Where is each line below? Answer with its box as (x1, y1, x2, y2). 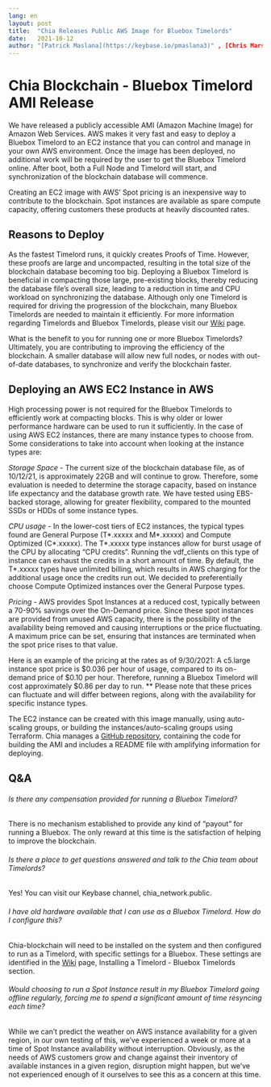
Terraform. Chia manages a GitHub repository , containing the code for (8, 731, 242, 741)
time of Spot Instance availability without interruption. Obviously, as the (8, 1043, 245, 1053)
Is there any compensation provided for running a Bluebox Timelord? (8, 794, 238, 804)
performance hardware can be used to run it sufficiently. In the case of (8, 421, 244, 431)
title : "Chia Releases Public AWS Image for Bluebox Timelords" (8, 27, 232, 35)
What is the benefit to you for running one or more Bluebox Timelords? (8, 333, 244, 343)
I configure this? (8, 915, 62, 925)
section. (8, 966, 35, 976)
